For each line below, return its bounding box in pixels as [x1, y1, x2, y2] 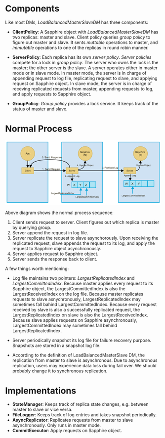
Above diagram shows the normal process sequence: [5, 210, 114, 216]
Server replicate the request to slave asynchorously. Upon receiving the [12, 235, 159, 241]
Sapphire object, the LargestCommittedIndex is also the [12, 285, 126, 292]
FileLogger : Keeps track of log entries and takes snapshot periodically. [12, 412, 157, 418]
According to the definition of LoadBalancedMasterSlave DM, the [12, 352, 145, 358]
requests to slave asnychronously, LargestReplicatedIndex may [12, 296, 141, 302]
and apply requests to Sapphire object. [12, 91, 91, 97]
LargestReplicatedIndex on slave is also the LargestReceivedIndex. [12, 312, 148, 318]
